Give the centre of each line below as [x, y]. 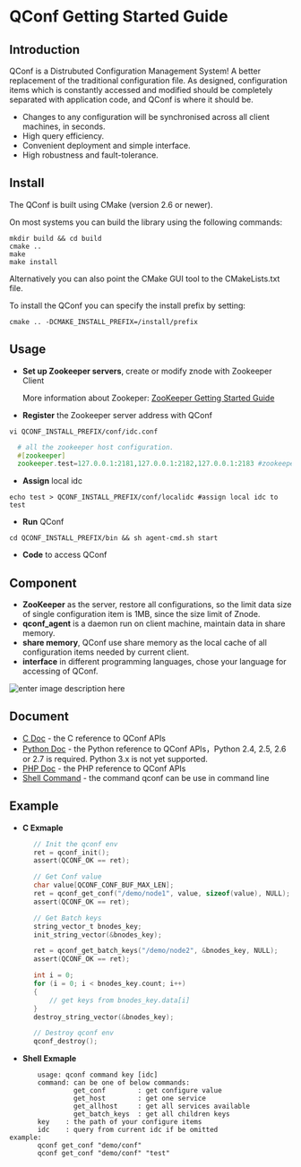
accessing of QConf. [60, 671]
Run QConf [43, 522]
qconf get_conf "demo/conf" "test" [103, 1154]
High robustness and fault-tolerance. [90, 155]
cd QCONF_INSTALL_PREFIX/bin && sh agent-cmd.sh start [114, 538]
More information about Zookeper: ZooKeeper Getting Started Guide [148, 398]
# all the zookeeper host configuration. [96, 447]
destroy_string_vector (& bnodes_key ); [103, 1017]
